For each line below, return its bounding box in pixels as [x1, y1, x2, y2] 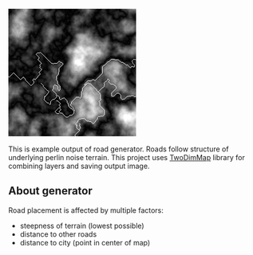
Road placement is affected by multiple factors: [8, 205, 164, 215]
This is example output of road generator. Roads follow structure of [8, 144, 229, 154]
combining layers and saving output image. [8, 161, 150, 171]
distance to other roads [19, 229, 97, 239]
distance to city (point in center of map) [19, 237, 151, 247]
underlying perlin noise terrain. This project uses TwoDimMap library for [8, 153, 245, 162]
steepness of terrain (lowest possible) [19, 221, 145, 230]
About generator [8, 184, 93, 198]
